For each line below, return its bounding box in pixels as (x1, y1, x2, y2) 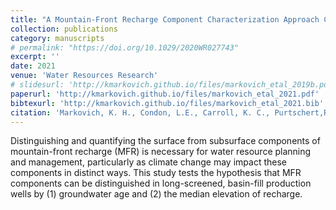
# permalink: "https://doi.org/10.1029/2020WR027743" (10, 42, 240, 53)
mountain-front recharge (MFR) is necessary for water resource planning (10, 146, 312, 158)
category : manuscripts (10, 33, 105, 43)
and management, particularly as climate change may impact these (10, 156, 287, 168)
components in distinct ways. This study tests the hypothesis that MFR (10, 167, 302, 179)
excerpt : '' (10, 52, 60, 62)
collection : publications (10, 24, 118, 34)
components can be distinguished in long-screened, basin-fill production (10, 177, 312, 190)
